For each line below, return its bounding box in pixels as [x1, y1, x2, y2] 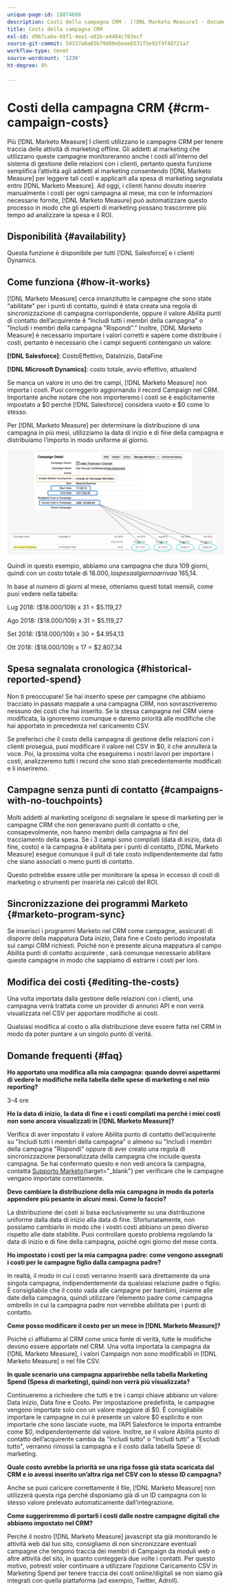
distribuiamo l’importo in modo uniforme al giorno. [7, 436, 149, 444]
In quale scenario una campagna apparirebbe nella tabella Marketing [7, 1370, 208, 1379]
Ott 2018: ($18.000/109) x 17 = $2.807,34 [7, 643, 122, 652]
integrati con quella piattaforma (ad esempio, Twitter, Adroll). [7, 1577, 179, 1585]
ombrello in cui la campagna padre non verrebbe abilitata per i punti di [7, 1301, 206, 1310]
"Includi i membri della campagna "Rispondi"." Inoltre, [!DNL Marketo [7, 324, 202, 332]
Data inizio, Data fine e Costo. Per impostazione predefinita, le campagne [7, 1399, 215, 1407]
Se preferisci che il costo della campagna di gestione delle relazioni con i [7, 734, 214, 743]
